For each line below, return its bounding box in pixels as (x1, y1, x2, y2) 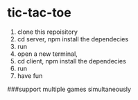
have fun (17, 71, 43, 80)
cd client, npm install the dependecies (17, 57, 126, 65)
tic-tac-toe (7, 5, 71, 21)
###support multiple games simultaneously (7, 85, 132, 93)
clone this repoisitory (17, 28, 78, 36)
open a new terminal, (17, 50, 78, 58)
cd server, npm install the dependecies (17, 34, 129, 43)
